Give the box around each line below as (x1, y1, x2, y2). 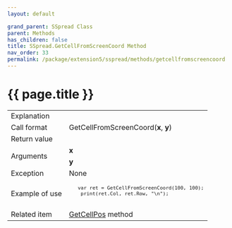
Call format (11, 122, 48, 132)
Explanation (11, 111, 50, 121)
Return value (11, 133, 53, 143)
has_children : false (7, 36, 68, 43)
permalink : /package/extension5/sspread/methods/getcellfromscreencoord (7, 56, 226, 64)
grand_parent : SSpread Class (7, 23, 93, 30)
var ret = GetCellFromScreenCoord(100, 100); (77, 184, 204, 191)
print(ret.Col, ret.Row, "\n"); (80, 190, 169, 197)
